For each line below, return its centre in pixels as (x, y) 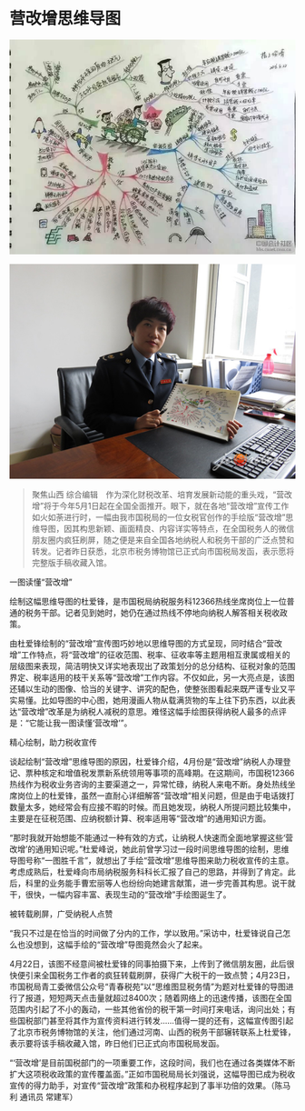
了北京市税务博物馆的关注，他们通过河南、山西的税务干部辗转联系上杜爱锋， (152, 1032)
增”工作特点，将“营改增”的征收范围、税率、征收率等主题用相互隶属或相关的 (150, 655)
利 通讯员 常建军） (44, 1096)
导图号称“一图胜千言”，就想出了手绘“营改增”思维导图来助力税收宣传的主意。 (152, 860)
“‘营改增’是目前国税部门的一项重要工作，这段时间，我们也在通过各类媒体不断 (152, 1062)
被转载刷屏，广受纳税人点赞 (61, 914)
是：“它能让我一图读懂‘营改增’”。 (71, 723)
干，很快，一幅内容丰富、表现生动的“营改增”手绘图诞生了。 (120, 894)
